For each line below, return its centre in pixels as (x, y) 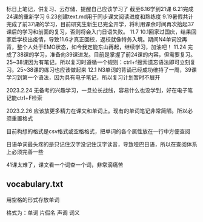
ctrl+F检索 (29, 98)
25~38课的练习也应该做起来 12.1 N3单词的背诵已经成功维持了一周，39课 (107, 70)
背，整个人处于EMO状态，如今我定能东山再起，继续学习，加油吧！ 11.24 (96, 47)
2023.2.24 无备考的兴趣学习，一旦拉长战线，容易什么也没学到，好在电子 (97, 90)
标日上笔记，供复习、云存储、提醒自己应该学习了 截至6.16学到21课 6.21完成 (100, 9)
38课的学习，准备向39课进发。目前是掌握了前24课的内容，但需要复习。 (106, 54)
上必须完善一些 (25, 152)
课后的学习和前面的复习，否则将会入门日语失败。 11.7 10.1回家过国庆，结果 (99, 32)
